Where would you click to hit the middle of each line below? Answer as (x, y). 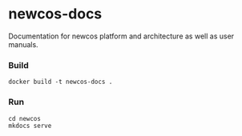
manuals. (23, 44)
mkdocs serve (30, 126)
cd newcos (25, 118)
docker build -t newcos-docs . (60, 82)
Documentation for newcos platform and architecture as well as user (121, 36)
